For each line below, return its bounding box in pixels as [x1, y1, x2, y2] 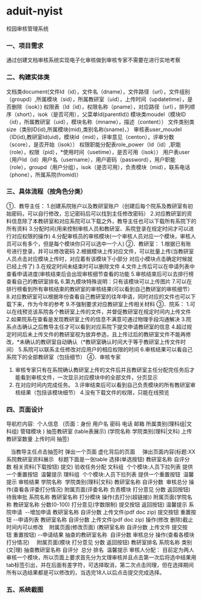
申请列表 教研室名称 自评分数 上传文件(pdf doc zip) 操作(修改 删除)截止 [17, 516, 194, 524]
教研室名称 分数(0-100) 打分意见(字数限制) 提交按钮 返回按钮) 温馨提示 [13, 501, 188, 508]
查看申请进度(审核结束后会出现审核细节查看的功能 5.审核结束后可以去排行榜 [6, 270, 194, 277]
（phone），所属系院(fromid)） [6, 171, 82, 178]
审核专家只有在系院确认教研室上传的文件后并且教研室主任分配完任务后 [14, 366, 190, 373]
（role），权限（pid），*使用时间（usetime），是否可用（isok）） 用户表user [6, 148, 190, 155]
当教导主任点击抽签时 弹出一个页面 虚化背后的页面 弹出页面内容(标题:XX [10, 448, 196, 455]
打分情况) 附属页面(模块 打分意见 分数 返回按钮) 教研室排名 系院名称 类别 [6, 539, 192, 546]
